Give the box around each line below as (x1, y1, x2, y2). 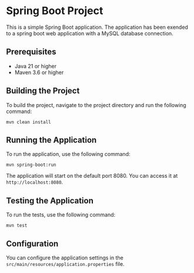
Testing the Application (6, 195, 94, 205)
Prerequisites (6, 47, 56, 57)
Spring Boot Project (6, 4, 103, 18)
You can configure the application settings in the (6, 254, 123, 261)
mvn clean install (6, 119, 51, 125)
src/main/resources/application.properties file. (6, 261, 125, 267)
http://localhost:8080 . (6, 178, 63, 186)
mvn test (6, 222, 28, 229)
